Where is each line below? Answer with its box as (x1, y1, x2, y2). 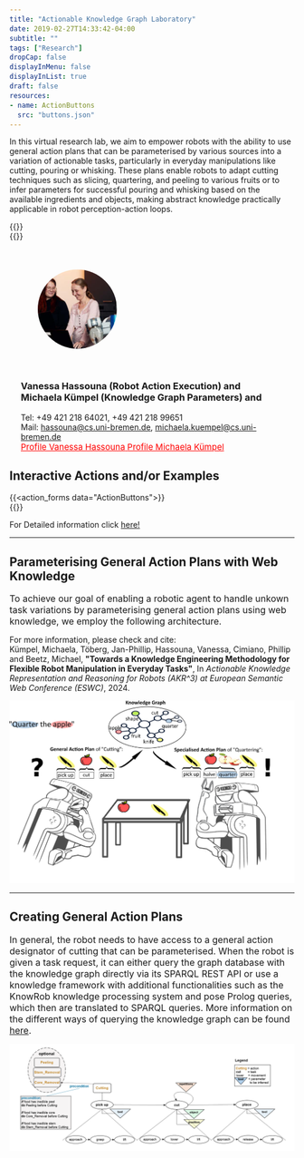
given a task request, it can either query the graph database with (9, 956, 285, 968)
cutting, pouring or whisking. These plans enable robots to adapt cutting (9, 165, 279, 176)
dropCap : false (9, 53, 67, 63)
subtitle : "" (9, 34, 59, 43)
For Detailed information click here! (9, 520, 140, 530)
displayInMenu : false (9, 63, 91, 72)
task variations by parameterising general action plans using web (9, 604, 287, 617)
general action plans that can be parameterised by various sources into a (9, 146, 282, 157)
